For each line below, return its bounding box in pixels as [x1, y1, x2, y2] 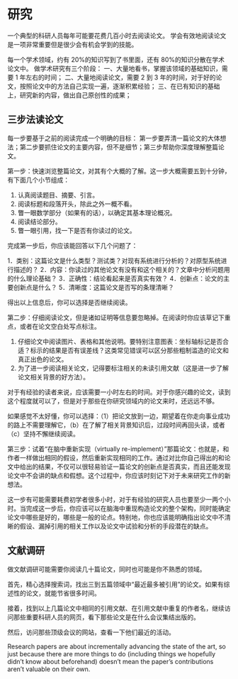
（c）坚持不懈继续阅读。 [7, 429, 79, 438]
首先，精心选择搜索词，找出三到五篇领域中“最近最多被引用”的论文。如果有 [7, 580, 225, 588]
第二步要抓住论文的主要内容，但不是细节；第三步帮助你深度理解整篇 [19, 143, 218, 151]
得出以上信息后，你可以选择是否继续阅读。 [7, 298, 132, 306]
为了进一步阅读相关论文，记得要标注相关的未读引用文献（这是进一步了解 [17, 364, 229, 372]
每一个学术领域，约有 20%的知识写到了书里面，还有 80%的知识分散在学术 [7, 55, 225, 64]
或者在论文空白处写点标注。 [19, 322, 101, 330]
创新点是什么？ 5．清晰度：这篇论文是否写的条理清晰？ [13, 283, 175, 291]
